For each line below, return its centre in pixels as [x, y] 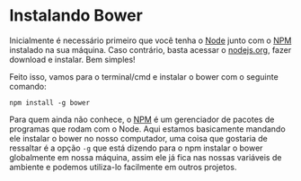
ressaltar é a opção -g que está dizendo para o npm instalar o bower [136, 148]
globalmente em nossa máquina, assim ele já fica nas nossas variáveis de [146, 157]
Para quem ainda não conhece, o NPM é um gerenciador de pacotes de [142, 119]
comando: [28, 86]
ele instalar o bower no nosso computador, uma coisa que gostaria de [138, 138]
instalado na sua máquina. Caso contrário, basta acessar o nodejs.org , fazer [150, 49]
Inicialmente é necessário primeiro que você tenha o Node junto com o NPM [150, 40]
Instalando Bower [76, 16]
